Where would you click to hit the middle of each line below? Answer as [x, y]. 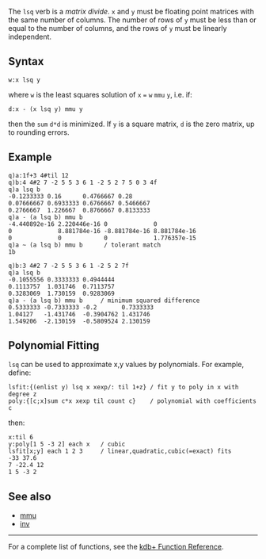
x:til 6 [21, 438]
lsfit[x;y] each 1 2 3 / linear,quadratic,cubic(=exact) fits [120, 451]
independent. [30, 36]
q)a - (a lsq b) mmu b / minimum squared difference [104, 301]
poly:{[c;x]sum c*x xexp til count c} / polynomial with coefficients [133, 401]
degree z [23, 394]
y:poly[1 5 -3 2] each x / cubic [67, 444]
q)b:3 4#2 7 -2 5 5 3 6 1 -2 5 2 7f [68, 266]
